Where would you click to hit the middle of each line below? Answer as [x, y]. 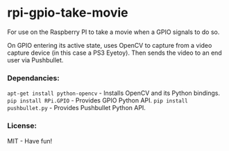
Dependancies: [34, 78]
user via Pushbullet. [35, 60]
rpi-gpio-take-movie [68, 13]
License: [22, 126]
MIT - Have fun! [30, 141]
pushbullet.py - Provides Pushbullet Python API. [76, 108]
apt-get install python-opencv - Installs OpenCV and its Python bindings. [114, 93]
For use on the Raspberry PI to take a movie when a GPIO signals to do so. [113, 32]
